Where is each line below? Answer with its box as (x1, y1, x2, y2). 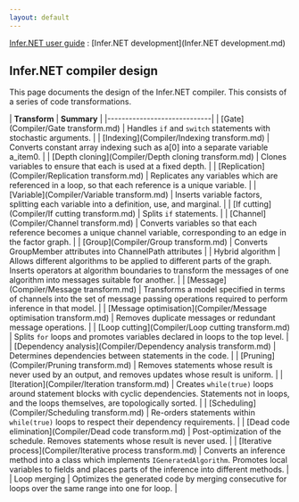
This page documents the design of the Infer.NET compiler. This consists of (9, 86, 287, 98)
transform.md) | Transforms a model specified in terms (83, 284, 286, 295)
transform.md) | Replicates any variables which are (90, 170, 278, 181)
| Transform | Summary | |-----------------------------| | (9, 113, 220, 125)
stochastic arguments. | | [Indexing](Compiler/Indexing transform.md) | (9, 133, 270, 144)
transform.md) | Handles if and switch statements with (67, 123, 270, 134)
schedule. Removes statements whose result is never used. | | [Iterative (9, 436, 272, 447)
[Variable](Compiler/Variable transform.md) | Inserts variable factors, (9, 189, 262, 201)
